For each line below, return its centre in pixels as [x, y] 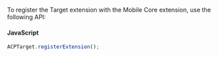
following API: [27, 17]
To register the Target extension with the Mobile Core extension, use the [109, 10]
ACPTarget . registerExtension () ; [53, 47]
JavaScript [23, 33]
